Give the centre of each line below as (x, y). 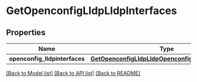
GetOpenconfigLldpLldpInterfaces (92, 11)
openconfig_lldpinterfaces (47, 59)
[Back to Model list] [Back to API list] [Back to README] (73, 73)
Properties (26, 33)
